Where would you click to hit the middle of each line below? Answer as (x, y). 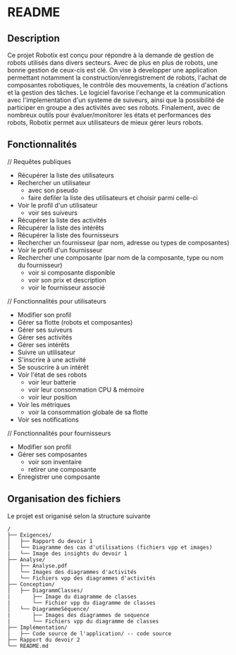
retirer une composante (62, 469)
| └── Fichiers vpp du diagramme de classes (83, 621)
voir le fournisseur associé (67, 287)
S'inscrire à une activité (52, 359)
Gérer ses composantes (52, 454)
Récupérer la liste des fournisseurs (68, 235)
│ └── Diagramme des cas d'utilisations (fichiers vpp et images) (110, 547)
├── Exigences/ (30, 535)
